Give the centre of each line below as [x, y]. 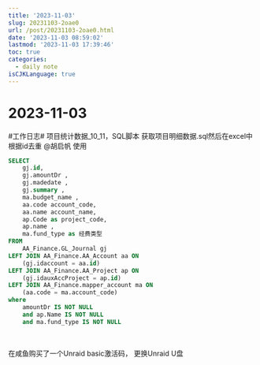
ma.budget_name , [51, 197]
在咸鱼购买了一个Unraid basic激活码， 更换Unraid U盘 [96, 353]
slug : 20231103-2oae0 [44, 23]
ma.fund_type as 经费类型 [62, 234]
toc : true [24, 52]
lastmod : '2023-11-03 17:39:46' [61, 45]
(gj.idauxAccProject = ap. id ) [72, 278]
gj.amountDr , [45, 175]
